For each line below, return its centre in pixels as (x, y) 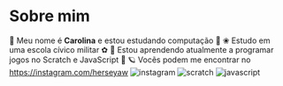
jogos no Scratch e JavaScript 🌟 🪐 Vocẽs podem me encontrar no (130, 60)
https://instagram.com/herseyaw (69, 72)
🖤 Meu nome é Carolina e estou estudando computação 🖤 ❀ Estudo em (140, 40)
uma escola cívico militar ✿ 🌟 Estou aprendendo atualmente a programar (141, 49)
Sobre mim (50, 16)
